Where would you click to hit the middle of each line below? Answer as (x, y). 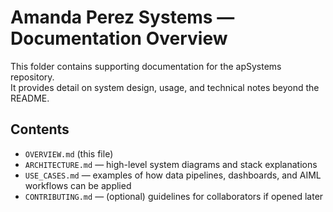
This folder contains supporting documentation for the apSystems (146, 66)
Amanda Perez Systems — (122, 17)
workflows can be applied (78, 185)
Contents (40, 129)
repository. (32, 77)
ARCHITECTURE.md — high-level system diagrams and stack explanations (171, 164)
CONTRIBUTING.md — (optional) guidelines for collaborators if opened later (174, 196)
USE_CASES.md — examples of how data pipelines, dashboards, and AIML (173, 175)
